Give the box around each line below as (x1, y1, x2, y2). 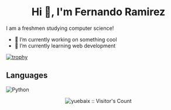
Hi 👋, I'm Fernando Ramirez (31, 5, 166, 19)
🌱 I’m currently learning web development (14, 42, 116, 49)
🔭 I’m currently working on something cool (14, 36, 117, 43)
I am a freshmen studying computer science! (6, 25, 114, 32)
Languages (6, 70, 48, 81)
